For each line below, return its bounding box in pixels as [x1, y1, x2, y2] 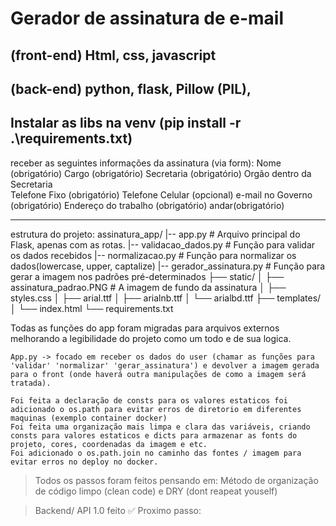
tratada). [10, 378, 52, 388]
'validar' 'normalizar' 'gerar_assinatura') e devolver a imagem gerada [10, 360, 320, 371]
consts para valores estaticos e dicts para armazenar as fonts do [10, 430, 298, 441]
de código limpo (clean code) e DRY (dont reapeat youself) [34, 485, 278, 497]
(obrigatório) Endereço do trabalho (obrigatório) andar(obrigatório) [10, 199, 285, 211]
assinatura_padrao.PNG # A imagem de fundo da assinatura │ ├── [10, 281, 287, 293]
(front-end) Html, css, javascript [10, 47, 217, 64]
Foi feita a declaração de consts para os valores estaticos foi [10, 395, 288, 406]
